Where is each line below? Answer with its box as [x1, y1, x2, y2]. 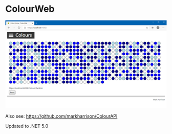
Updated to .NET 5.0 [5, 123, 49, 129]
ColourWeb [5, 3, 55, 15]
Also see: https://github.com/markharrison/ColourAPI [5, 113, 118, 119]
